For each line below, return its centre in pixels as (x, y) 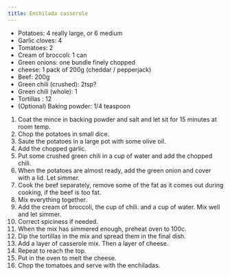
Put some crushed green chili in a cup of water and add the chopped (115, 156)
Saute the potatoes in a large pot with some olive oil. (92, 141)
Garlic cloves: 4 (40, 40)
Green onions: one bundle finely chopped (77, 62)
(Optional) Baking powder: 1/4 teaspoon (74, 106)
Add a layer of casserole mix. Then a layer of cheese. (93, 243)
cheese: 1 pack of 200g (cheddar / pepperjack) (84, 69)
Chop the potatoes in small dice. (63, 134)
